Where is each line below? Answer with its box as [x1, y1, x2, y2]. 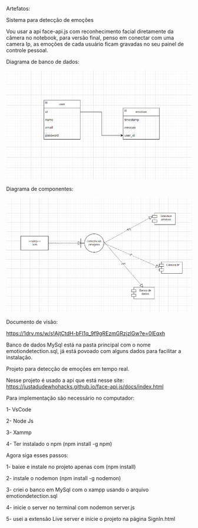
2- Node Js [6, 417, 34, 425]
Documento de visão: [6, 319, 58, 326]
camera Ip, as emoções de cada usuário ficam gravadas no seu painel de [6, 41, 184, 47]
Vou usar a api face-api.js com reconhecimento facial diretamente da [6, 28, 174, 35]
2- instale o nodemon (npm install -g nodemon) [6, 475, 121, 482]
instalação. [6, 354, 33, 361]
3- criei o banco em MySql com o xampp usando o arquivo [6, 486, 149, 493]
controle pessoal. [6, 47, 48, 54]
